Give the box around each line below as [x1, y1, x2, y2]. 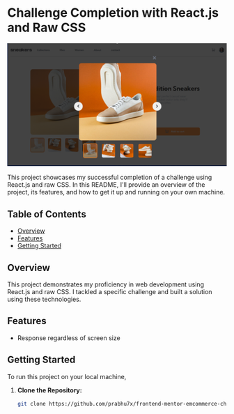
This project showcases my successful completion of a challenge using [7, 173, 212, 182]
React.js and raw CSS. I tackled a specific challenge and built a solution [7, 288, 212, 296]
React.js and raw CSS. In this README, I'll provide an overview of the [7, 181, 205, 189]
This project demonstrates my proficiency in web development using [7, 280, 204, 289]
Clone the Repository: [17, 385, 82, 394]
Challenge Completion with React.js [7, 5, 219, 21]
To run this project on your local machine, [7, 372, 127, 381]
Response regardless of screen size [17, 333, 120, 342]
